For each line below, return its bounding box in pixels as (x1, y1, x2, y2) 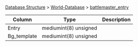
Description (102, 16, 131, 23)
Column (13, 16, 32, 23)
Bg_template (8, 32, 38, 39)
